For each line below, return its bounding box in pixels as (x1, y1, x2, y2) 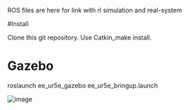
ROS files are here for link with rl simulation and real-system (7, 6, 183, 14)
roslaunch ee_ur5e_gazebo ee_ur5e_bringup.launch (7, 81, 158, 90)
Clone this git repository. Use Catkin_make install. (7, 33, 152, 42)
